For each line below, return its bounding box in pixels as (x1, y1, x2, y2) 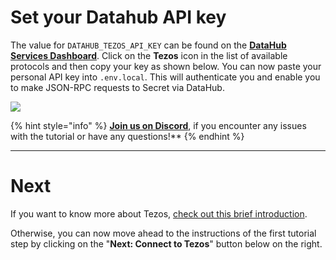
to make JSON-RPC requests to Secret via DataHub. (10, 81, 225, 93)
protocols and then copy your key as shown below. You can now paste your (10, 60, 322, 72)
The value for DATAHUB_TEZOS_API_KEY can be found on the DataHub (10, 39, 287, 51)
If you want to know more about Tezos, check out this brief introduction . (10, 207, 308, 220)
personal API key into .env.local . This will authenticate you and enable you (10, 71, 321, 83)
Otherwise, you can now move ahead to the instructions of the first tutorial (10, 227, 317, 239)
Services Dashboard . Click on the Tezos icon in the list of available (10, 49, 288, 61)
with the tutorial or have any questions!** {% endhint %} (10, 130, 245, 142)
